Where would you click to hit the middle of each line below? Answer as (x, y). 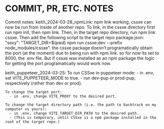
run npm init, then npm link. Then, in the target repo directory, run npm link (80, 32)
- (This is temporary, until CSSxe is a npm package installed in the (83, 117)
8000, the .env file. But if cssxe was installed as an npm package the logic (80, 58)
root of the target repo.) (33, 122)
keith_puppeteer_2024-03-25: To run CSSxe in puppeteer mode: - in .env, (80, 73)
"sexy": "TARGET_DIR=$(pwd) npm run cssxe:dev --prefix (64, 42)
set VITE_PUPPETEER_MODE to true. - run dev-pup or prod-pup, (70, 78)
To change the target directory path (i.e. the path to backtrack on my (81, 105)
